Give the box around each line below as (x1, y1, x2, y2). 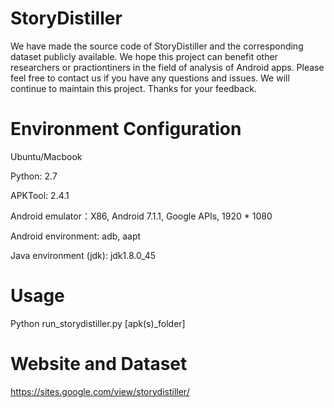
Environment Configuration (10, 118, 242, 141)
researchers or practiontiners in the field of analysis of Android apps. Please (10, 61, 325, 73)
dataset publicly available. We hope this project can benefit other (10, 50, 278, 62)
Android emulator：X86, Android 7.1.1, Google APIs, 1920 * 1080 (10, 210, 273, 222)
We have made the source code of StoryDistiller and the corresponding (10, 40, 304, 52)
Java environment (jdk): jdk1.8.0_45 (10, 249, 157, 261)
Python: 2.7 (10, 170, 58, 182)
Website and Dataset (10, 353, 188, 375)
